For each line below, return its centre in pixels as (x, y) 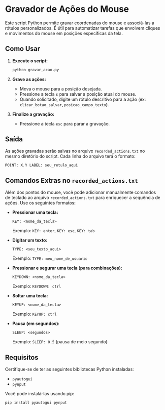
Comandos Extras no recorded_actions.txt (72, 181)
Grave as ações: (29, 79)
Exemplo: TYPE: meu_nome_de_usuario (50, 258)
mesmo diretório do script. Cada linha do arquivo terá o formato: (70, 156)
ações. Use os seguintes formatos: (40, 203)
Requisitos (22, 357)
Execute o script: (30, 61)
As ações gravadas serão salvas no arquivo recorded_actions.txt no (75, 151)
